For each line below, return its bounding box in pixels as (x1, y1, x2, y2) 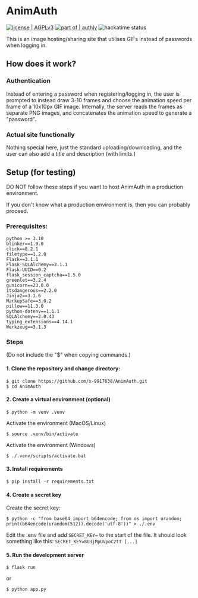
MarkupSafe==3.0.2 (6, 298, 52, 304)
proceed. (6, 207, 29, 215)
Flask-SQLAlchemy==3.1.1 (6, 262, 68, 268)
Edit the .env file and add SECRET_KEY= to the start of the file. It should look (6, 531, 187, 539)
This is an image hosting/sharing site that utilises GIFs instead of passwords (6, 35, 192, 42)
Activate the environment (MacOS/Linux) (6, 419, 106, 426)
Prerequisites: (6, 222, 48, 230)
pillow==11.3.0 (6, 303, 44, 310)
